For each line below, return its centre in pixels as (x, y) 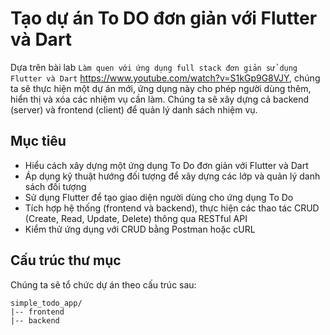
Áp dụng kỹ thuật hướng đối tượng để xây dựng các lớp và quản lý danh (172, 176)
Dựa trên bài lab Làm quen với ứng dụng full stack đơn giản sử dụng (154, 67)
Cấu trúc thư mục (66, 260)
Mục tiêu (38, 141)
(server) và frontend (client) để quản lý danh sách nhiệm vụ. (134, 109)
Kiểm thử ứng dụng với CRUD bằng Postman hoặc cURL (140, 229)
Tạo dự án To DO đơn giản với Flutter (164, 18)
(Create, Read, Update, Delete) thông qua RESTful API (136, 218)
